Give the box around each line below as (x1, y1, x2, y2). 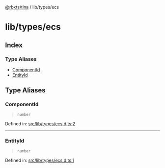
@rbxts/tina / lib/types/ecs (5, 4, 59, 10)
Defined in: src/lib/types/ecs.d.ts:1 (5, 157, 75, 163)
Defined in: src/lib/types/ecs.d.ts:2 (5, 120, 75, 127)
